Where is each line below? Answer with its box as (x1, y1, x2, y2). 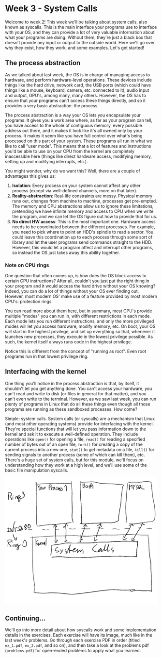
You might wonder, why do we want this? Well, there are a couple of (5, 168, 140, 174)
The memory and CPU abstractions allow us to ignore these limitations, (12, 203, 154, 209)
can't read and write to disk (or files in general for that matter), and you (5, 390, 147, 396)
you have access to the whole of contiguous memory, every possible (5, 122, 142, 128)
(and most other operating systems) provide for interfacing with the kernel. (5, 421, 154, 426)
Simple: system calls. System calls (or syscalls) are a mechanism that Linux (5, 416, 155, 422)
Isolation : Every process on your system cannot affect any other (12, 183, 141, 188)
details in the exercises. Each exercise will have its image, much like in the (5, 632, 152, 638)
